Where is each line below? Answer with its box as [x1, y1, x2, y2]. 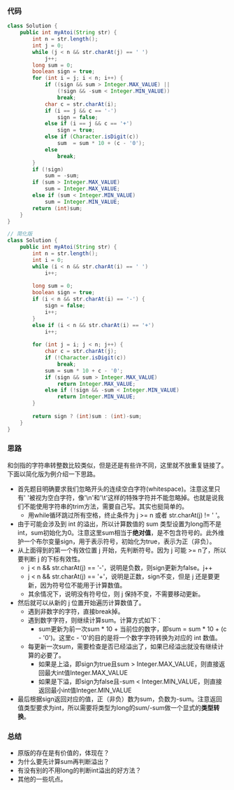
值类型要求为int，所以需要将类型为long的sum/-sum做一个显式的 [17, 703, 202, 712]
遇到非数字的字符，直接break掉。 [27, 607, 124, 616]
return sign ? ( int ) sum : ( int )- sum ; [32, 413, 142, 420]
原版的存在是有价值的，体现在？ [17, 749, 110, 757]
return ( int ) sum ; [32, 205, 82, 212]
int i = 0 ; [32, 256, 64, 263]
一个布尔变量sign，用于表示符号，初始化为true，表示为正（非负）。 [23, 537, 216, 546]
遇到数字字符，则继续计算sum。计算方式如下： [27, 616, 163, 624]
